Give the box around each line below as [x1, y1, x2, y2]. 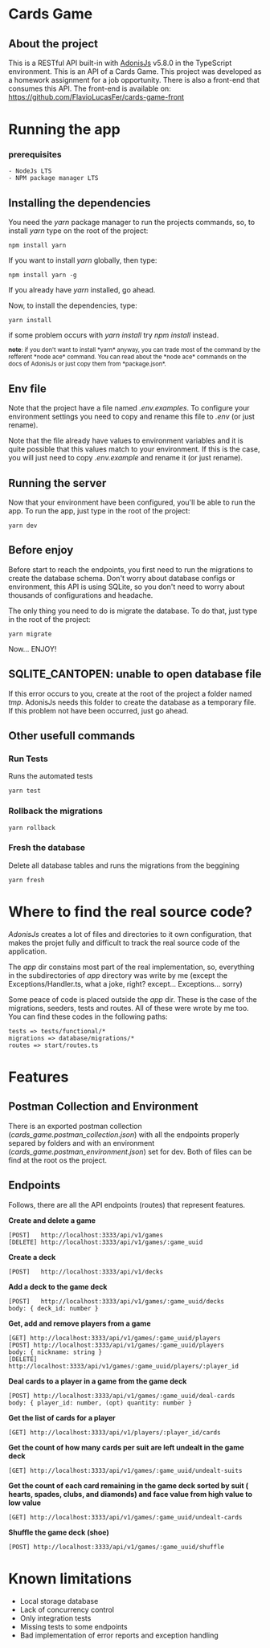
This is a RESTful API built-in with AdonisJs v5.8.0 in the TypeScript [8, 58, 232, 67]
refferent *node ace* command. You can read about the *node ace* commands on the [8, 353, 247, 362]
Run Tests [8, 753, 48, 764]
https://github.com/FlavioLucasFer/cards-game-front [8, 92, 185, 101]
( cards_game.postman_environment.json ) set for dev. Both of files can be [8, 1147, 252, 1156]
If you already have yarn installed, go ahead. [8, 285, 156, 295]
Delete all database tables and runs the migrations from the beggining [8, 861, 239, 870]
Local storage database [19, 1596, 99, 1605]
